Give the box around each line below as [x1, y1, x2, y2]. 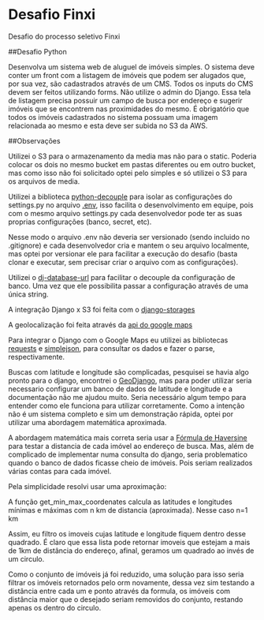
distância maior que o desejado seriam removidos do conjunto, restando [8, 594, 244, 604]
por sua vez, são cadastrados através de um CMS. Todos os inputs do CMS [8, 79, 254, 88]
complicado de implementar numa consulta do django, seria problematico [8, 450, 248, 459]
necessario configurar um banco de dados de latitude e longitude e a [8, 384, 232, 394]
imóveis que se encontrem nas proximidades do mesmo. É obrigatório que [8, 104, 250, 114]
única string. [8, 289, 49, 299]
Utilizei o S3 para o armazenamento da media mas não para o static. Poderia [8, 151, 257, 161]
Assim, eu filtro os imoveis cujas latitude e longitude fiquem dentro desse [8, 528, 247, 538]
